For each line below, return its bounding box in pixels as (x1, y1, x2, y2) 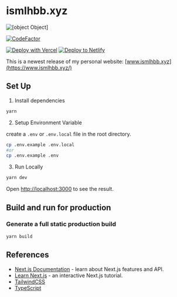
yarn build (6, 233, 33, 239)
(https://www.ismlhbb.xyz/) (6, 64, 72, 71)
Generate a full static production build (6, 220, 116, 228)
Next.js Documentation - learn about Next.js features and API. (14, 265, 164, 272)
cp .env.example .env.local (6, 141, 75, 148)
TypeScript (14, 284, 42, 291)
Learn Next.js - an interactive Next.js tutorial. (14, 272, 123, 279)
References (6, 250, 49, 260)
